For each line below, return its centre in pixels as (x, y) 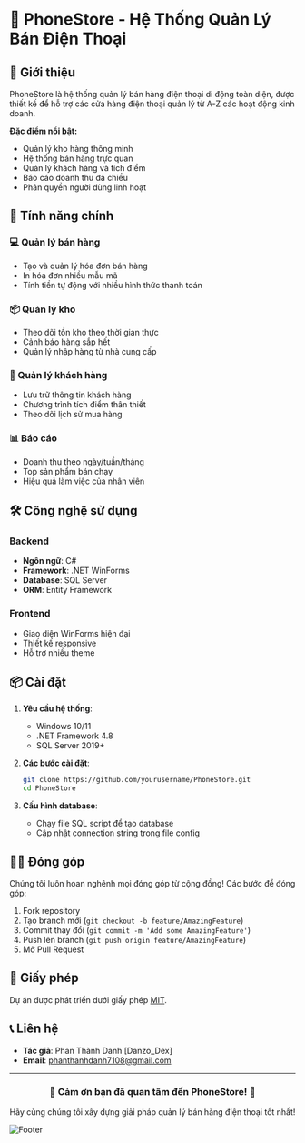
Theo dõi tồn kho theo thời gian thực (90, 332)
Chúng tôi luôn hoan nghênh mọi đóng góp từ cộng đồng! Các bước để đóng (152, 883)
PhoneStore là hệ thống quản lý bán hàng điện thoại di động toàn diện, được (152, 94)
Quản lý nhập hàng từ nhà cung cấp (89, 351)
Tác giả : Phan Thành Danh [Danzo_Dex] (97, 1050)
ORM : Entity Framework (67, 590)
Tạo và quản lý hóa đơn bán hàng (85, 266)
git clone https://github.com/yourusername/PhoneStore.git (137, 780)
